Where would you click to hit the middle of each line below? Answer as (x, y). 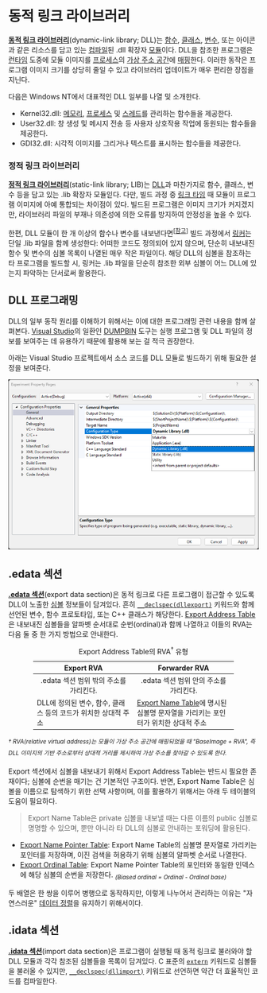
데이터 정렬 (56, 903)
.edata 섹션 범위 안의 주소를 (183, 681)
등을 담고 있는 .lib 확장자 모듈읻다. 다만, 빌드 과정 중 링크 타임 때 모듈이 (126, 195)
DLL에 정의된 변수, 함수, (74, 703)
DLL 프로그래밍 (43, 300)
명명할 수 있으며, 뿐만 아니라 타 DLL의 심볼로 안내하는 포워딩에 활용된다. (139, 828)
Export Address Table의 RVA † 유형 (133, 651)
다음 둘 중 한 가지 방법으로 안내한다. (63, 634)
